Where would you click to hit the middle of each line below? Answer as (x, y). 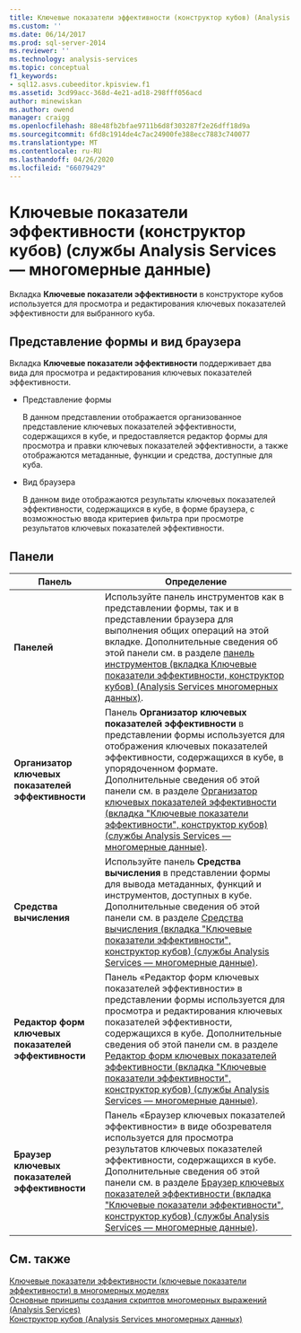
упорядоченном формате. (161, 768)
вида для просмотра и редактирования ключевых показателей (131, 373)
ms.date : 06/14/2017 (48, 34)
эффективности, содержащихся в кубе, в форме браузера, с (138, 509)
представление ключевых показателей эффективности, (129, 426)
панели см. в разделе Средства (174, 917)
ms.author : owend (42, 110)
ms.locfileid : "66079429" (57, 168)
